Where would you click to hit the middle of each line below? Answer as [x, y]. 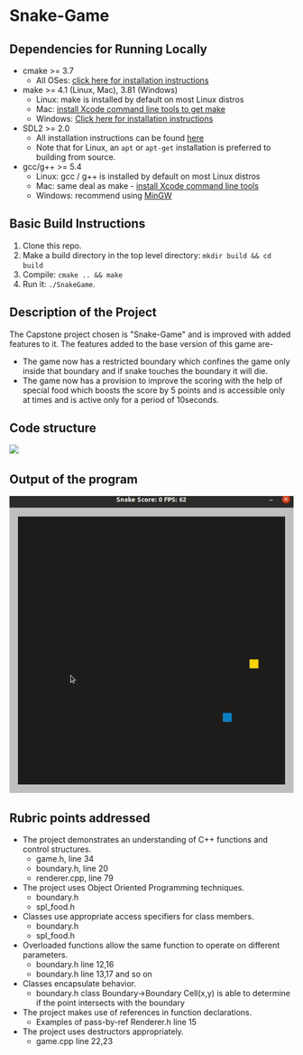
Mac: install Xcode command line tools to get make [130, 109]
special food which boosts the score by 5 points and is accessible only [154, 390]
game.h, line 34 [65, 859]
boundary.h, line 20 [72, 869]
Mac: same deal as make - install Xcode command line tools [147, 186]
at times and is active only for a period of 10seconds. [120, 399]
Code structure [53, 429]
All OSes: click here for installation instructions [122, 80]
